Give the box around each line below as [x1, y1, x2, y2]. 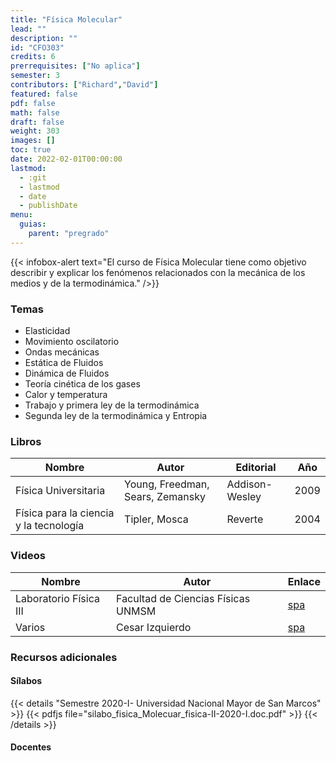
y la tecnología [15, 519, 85, 533]
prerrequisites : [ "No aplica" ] [10, 61, 141, 71]
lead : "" [10, 24, 47, 34]
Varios [15, 620, 46, 634]
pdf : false [10, 98, 56, 108]
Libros [10, 434, 42, 448]
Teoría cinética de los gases [24, 378, 141, 390]
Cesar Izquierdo [116, 620, 192, 634]
